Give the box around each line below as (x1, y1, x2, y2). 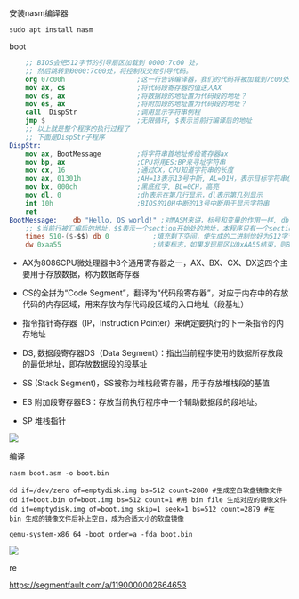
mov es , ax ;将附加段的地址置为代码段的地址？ (25, 100, 247, 109)
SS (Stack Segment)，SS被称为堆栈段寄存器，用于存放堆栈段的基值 (21, 377, 270, 389)
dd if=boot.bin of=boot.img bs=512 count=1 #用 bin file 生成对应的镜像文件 (9, 496, 287, 505)
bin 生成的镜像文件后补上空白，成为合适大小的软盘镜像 (9, 514, 185, 523)
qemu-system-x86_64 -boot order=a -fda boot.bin (9, 530, 193, 539)
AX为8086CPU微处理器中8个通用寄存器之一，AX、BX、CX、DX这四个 (21, 257, 280, 269)
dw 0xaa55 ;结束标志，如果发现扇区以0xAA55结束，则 (25, 240, 287, 249)
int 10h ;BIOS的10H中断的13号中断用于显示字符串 (25, 198, 270, 207)
